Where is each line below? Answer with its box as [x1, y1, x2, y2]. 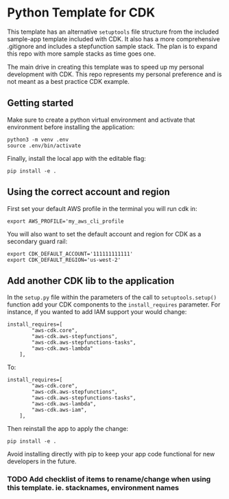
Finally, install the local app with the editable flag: [7, 154, 146, 162]
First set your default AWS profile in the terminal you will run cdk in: [7, 204, 197, 212]
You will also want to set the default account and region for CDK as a [7, 230, 202, 238]
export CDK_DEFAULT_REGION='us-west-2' [7, 256, 121, 263]
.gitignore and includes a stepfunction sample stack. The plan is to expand [7, 42, 218, 50]
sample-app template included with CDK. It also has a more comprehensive [7, 34, 221, 43]
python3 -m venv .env [7, 136, 69, 143]
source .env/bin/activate [7, 142, 81, 149]
